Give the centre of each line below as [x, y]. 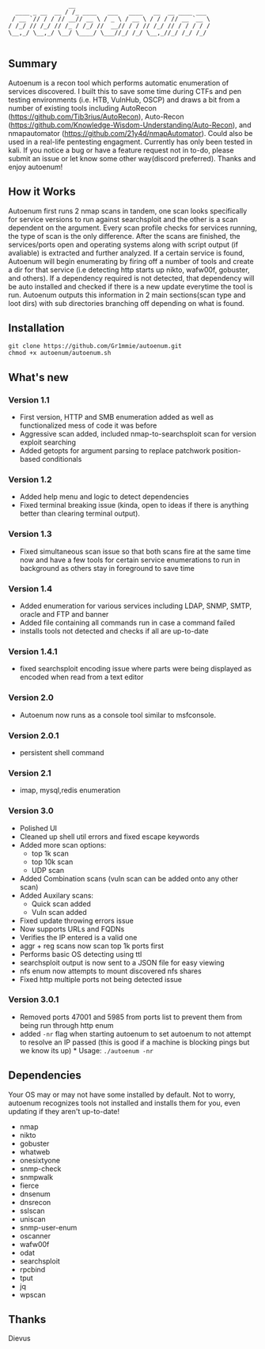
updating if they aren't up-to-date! [64, 1111]
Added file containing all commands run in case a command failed [127, 623]
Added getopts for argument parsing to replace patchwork [115, 451]
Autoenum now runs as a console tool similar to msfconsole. [118, 715]
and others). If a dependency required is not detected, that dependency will [131, 278]
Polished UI [38, 828]
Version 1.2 [30, 480]
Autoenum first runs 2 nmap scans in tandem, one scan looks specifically [128, 210]
